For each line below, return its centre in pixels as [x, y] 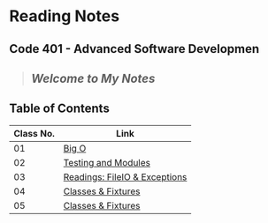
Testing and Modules [107, 162]
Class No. [34, 133]
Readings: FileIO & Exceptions [125, 176]
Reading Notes [65, 16]
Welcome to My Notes [93, 78]
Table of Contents [60, 109]
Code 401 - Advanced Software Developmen [134, 49]
